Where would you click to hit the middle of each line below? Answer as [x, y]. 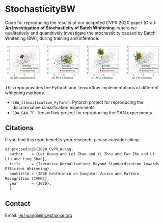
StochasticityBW [40, 9]
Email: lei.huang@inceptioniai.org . [39, 215]
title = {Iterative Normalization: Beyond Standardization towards [84, 164]
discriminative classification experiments [53, 107]
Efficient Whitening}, [28, 169]
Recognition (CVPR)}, [27, 179]
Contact [18, 204]
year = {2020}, [30, 184]
